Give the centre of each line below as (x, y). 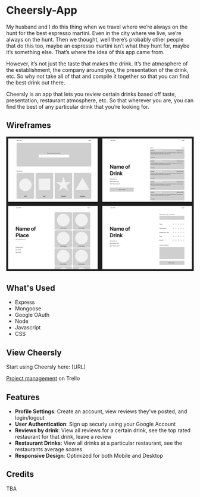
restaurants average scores (48, 449)
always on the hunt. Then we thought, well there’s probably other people (95, 39)
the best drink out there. (36, 82)
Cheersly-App (42, 10)
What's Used (31, 288)
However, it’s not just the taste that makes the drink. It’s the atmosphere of (97, 64)
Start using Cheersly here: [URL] (46, 367)
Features (23, 397)
